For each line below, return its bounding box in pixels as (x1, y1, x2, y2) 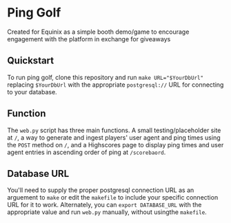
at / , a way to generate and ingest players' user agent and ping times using (7, 133, 221, 142)
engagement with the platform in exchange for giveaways (7, 34, 171, 43)
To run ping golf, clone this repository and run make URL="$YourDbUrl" (7, 73, 204, 81)
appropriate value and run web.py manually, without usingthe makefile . (7, 208, 207, 216)
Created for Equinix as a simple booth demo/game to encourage (7, 28, 190, 36)
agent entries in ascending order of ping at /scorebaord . (7, 148, 166, 156)
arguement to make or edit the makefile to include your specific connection (7, 193, 219, 202)
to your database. (7, 87, 57, 96)
